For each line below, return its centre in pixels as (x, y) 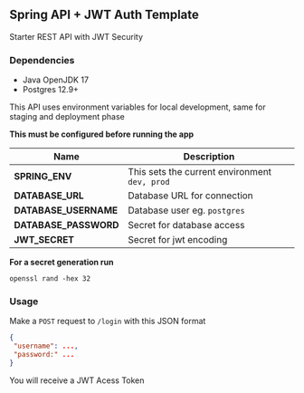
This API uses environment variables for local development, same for (138, 107)
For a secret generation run (62, 263)
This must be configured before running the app (102, 134)
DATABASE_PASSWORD (66, 225)
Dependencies (42, 60)
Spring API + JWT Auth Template (104, 15)
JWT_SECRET (44, 240)
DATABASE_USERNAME (66, 210)
